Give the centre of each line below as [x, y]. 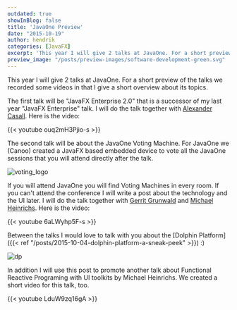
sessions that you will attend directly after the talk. [80, 158]
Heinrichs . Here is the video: [49, 208]
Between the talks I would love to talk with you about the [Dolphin [102, 235]
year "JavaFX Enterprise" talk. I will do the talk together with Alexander [110, 108]
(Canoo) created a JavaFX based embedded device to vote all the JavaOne [117, 150]
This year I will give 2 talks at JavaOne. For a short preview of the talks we [115, 80]
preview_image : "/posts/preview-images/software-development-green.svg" [116, 60]
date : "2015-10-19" [36, 33]
